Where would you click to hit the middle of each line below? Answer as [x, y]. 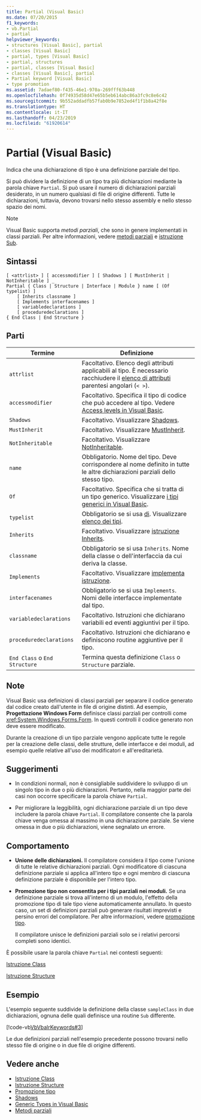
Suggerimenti [32, 769]
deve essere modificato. [36, 726]
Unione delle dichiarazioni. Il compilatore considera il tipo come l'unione [105, 860]
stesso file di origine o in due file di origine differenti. [71, 1045]
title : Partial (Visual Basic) [45, 12]
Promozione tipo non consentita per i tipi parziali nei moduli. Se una [100, 891]
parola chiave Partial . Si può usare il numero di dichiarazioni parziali [91, 188]
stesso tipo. [98, 479]
